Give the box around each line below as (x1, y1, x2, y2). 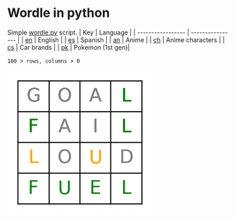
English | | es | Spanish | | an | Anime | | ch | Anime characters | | (37, 35, 225, 44)
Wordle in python (7, 5, 110, 21)
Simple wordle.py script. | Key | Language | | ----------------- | (7, 28, 190, 37)
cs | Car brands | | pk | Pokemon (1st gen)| (7, 43, 130, 51)
